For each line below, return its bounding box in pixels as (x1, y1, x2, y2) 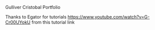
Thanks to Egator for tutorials (5, 14, 67, 19)
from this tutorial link (31, 19, 75, 25)
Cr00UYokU (5, 19, 31, 25)
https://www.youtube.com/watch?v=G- (67, 14, 150, 19)
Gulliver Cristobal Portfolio (5, 4, 61, 10)
